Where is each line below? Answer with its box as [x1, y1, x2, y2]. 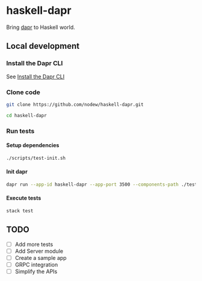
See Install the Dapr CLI [6, 73, 65, 80]
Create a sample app [14, 254, 67, 261]
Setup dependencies [6, 142, 60, 149]
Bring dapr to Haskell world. [6, 24, 75, 31]
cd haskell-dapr [6, 112, 47, 118]
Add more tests [14, 241, 54, 248]
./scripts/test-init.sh [6, 155, 66, 161]
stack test [6, 207, 34, 214]
